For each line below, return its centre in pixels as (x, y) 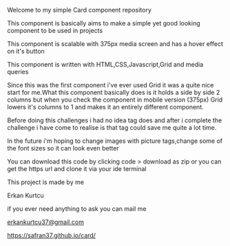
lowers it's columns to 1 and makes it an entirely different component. (106, 107)
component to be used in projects (55, 31)
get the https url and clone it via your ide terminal (77, 169)
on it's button (26, 51)
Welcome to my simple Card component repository (79, 10)
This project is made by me (46, 182)
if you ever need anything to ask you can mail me (77, 209)
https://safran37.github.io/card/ (52, 235)
